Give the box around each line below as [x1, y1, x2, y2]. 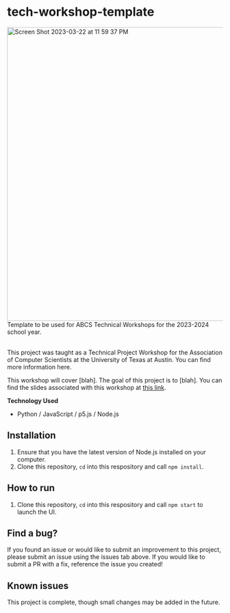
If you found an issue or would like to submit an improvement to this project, [7, 545, 221, 554]
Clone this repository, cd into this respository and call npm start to [16, 500, 203, 508]
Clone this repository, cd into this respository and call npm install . [16, 462, 204, 471]
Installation [7, 430, 56, 441]
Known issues [7, 579, 69, 592]
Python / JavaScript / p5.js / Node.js [16, 410, 120, 418]
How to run [7, 482, 55, 494]
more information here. [7, 363, 72, 371]
